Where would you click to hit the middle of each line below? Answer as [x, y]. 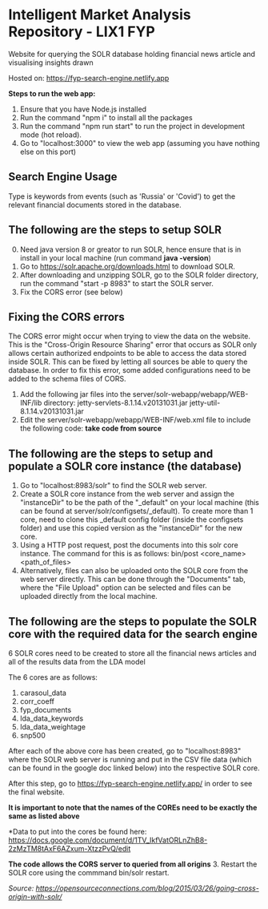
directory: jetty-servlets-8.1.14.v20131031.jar [116, 403]
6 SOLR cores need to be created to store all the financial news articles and [133, 653]
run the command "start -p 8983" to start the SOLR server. [116, 283]
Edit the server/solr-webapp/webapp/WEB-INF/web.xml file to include [135, 420]
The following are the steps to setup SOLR [115, 230]
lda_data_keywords [52, 718]
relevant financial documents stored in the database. [95, 204]
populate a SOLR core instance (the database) [125, 466]
